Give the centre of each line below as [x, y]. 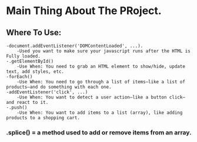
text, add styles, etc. [35, 72]
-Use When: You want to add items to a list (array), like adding [100, 113]
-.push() [17, 107]
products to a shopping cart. [43, 118]
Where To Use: [34, 33]
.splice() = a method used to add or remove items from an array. [99, 132]
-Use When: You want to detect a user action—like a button [92, 97]
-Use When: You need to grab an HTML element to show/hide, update [101, 66]
